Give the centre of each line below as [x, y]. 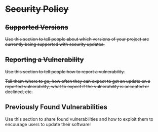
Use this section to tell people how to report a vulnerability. [65, 71]
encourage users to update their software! [48, 124]
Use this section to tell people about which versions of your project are [77, 39]
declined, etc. [19, 92]
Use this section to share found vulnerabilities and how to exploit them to [79, 119]
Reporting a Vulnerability [44, 60]
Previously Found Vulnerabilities [56, 107]
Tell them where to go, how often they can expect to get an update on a [78, 81]
